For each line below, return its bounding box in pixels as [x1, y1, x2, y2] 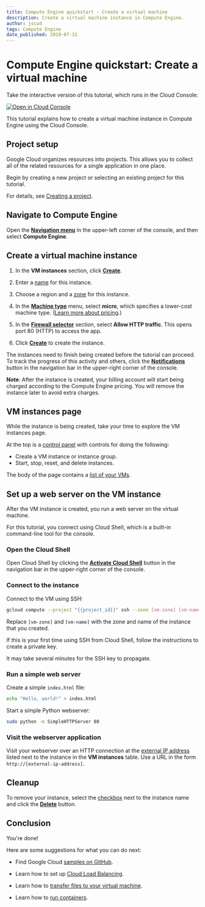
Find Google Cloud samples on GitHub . [15, 858, 113, 865]
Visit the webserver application [6, 733, 102, 741]
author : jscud [6, 20, 43, 26]
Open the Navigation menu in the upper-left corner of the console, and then [6, 226, 198, 233]
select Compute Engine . [6, 233, 68, 240]
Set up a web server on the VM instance [6, 489, 161, 499]
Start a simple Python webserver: [6, 706, 90, 714]
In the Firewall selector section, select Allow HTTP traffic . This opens [15, 321, 192, 328]
